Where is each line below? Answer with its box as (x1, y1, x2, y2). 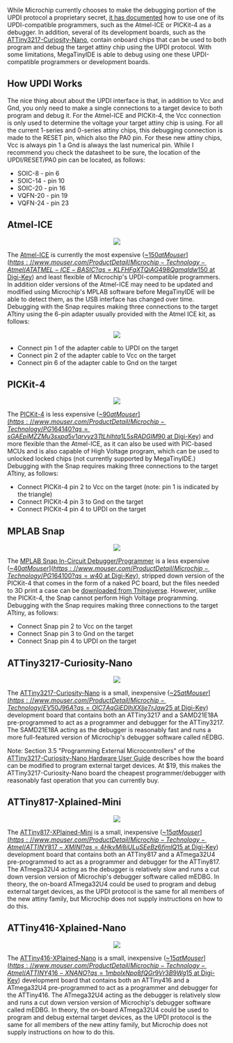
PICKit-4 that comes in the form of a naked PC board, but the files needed (7, 579, 220, 587)
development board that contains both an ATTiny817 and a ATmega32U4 (7, 850, 216, 858)
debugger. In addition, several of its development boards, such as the (7, 28, 207, 36)
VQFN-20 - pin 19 (17, 191, 68, 199)
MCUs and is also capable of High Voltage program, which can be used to (7, 447, 220, 456)
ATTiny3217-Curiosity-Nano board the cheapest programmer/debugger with (7, 769, 226, 778)
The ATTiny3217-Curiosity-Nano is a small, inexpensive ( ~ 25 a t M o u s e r (7, 689, 209, 697)
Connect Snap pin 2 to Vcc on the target (17, 622, 134, 631)
